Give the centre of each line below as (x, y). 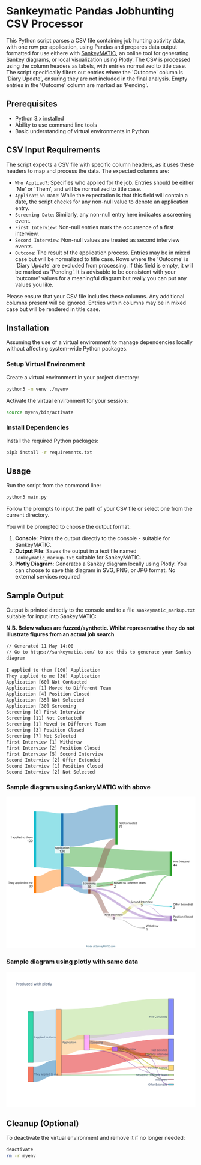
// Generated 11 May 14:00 (40, 646)
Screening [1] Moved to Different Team (56, 724)
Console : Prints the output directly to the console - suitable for (92, 538)
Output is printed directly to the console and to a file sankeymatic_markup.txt (101, 610)
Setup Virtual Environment (46, 364)
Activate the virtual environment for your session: (67, 400)
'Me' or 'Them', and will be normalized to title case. (78, 189)
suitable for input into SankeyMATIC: (51, 616)
